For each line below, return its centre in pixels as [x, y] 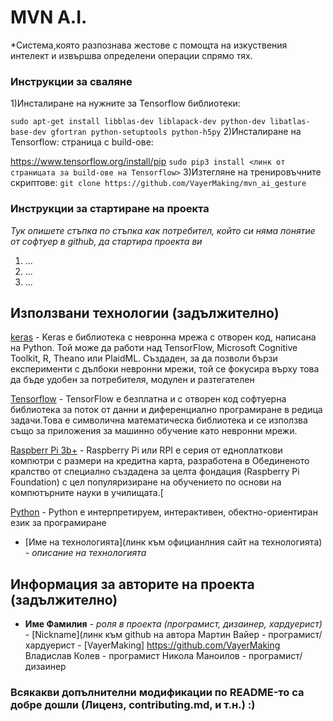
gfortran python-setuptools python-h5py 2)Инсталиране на [176, 132]
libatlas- [290, 122]
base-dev [28, 132]
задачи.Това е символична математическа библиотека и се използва [159, 420]
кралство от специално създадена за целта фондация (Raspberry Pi [155, 472]
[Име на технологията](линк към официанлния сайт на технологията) [173, 542]
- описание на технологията [85, 553]
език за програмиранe [58, 523]
